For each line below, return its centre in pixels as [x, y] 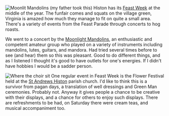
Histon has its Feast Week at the [127, 8]
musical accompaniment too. [35, 108]
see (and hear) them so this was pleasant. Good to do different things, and [83, 55]
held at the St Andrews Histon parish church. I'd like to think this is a [76, 81]
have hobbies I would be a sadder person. [49, 66]
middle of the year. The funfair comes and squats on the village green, [78, 13]
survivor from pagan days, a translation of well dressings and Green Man [81, 87]
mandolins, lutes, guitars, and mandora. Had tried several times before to [81, 50]
